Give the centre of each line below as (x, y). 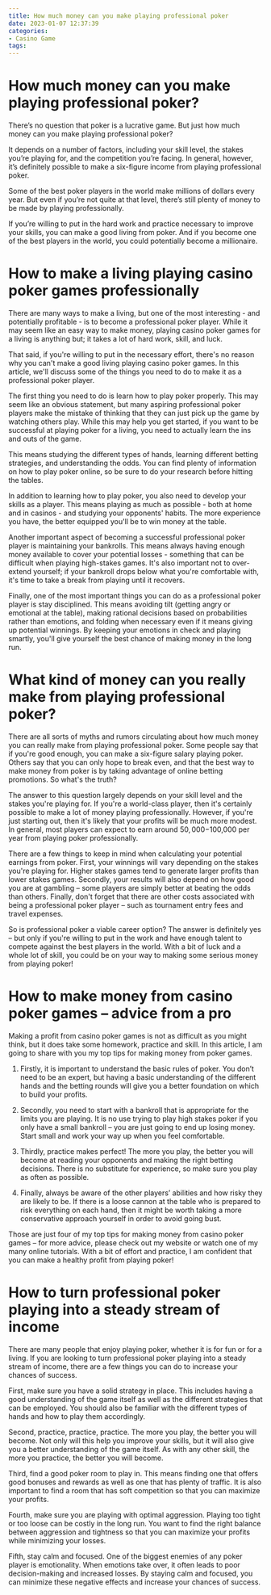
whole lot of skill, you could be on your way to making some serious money (133, 955)
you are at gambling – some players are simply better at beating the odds (130, 888)
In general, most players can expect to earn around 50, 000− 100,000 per (129, 829)
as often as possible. (54, 1177)
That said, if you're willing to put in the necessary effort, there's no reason (131, 355)
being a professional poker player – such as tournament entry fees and (126, 905)
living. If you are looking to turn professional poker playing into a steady (127, 1358)
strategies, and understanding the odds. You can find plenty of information (132, 463)
